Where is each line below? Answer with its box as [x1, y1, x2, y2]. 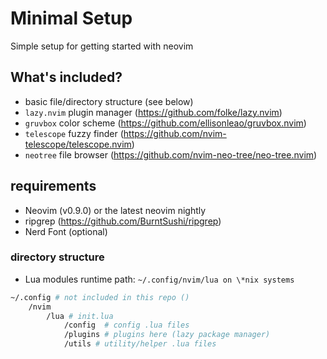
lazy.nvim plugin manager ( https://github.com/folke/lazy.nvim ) [24, 106, 283, 118]
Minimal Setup [10, 7, 133, 30]
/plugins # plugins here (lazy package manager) [63, 330, 271, 340]
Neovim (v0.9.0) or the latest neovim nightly [24, 204, 207, 216]
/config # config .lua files [63, 320, 190, 331]
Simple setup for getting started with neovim [10, 40, 194, 52]
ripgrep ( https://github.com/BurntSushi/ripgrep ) [24, 215, 222, 227]
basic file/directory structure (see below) [24, 95, 194, 107]
